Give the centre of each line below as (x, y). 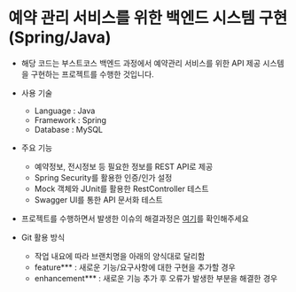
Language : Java (65, 111)
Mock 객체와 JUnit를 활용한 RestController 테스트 (121, 188)
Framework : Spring (70, 119)
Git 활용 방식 (43, 237)
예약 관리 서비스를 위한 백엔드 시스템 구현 (148, 18)
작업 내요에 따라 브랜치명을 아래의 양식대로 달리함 (120, 256)
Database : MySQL (69, 129)
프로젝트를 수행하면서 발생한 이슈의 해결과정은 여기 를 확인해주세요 (135, 219)
